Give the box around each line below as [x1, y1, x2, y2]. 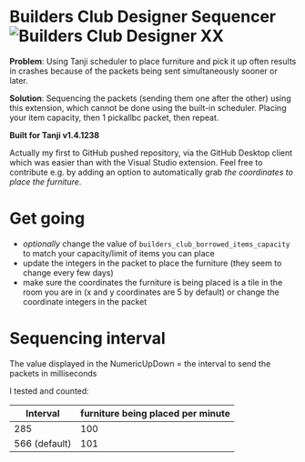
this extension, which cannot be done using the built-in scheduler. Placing [9, 102, 287, 113]
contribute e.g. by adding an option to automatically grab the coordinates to [9, 166, 294, 177]
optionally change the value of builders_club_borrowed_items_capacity [22, 238, 290, 249]
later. [9, 75, 29, 85]
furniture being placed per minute [80, 407, 230, 419]
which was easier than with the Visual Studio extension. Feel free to [9, 156, 263, 167]
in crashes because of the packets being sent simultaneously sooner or [9, 65, 278, 76]
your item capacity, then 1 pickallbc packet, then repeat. [9, 112, 219, 123]
